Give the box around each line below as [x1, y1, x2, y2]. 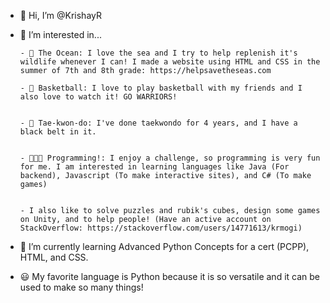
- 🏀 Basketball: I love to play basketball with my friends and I [19, 83, 303, 93]
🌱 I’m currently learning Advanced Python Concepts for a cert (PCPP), [19, 241, 310, 252]
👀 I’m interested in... [19, 29, 102, 40]
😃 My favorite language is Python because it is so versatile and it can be [19, 271, 321, 282]
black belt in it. [19, 127, 97, 137]
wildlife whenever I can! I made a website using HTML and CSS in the [19, 57, 321, 67]
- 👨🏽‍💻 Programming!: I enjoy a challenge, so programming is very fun [19, 153, 321, 163]
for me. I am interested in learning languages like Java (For [19, 162, 290, 172]
